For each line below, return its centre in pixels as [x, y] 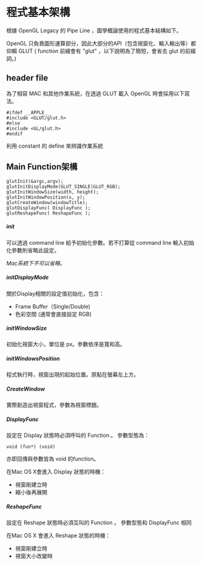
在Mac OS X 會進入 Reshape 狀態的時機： [59, 536]
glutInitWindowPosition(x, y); [46, 197]
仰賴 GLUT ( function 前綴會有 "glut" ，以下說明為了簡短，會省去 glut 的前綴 [101, 51]
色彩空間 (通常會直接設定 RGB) [53, 314]
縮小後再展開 [31, 492]
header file [27, 78]
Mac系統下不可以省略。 [36, 263]
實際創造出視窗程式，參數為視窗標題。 [54, 405]
